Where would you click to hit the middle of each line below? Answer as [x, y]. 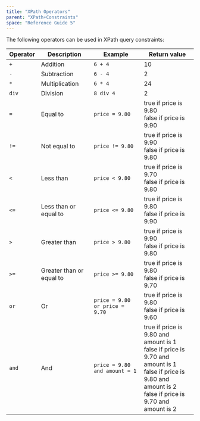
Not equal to [58, 146]
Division [52, 93]
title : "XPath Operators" [38, 12]
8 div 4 [104, 93]
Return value [167, 54]
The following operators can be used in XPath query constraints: [85, 40]
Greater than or [62, 270]
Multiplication [60, 84]
